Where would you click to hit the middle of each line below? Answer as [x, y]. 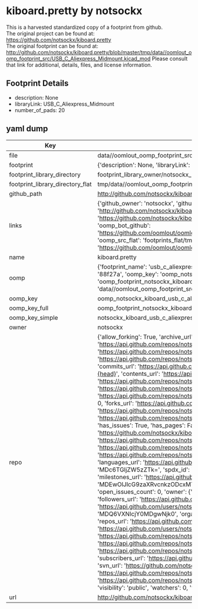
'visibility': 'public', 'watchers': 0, [143, 587]
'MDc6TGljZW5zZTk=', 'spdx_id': [143, 469]
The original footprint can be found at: [52, 46]
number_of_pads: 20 [40, 110]
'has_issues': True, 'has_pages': [141, 425]
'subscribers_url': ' [123, 558]
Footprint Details [37, 84]
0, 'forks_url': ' [117, 403]
